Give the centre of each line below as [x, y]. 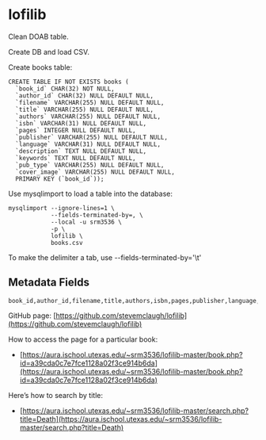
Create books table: [40, 67]
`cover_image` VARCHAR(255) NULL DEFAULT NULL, [95, 172]
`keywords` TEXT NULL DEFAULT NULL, [76, 158]
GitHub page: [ [32, 316]
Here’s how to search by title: [55, 395]
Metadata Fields [49, 283]
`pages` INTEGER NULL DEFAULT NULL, [76, 130]
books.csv [66, 243]
